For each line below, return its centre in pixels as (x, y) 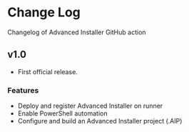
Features (23, 90)
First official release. (48, 71)
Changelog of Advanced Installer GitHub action (77, 32)
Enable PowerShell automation (62, 113)
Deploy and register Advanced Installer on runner (90, 106)
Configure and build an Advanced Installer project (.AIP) (100, 121)
